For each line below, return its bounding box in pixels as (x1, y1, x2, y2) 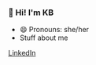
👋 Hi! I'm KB (8, 7, 54, 18)
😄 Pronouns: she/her (19, 25, 89, 34)
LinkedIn (8, 49, 36, 58)
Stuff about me (19, 33, 68, 42)
